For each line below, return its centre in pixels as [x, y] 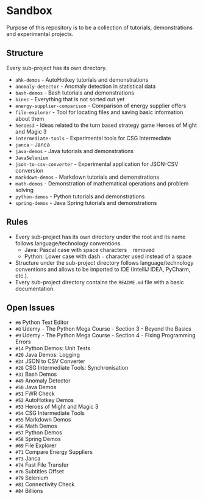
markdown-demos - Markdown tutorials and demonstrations [87, 177]
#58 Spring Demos [38, 439]
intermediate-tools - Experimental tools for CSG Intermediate [93, 138]
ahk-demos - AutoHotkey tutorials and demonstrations [82, 79]
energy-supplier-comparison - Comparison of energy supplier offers [101, 106]
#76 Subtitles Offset [39, 472]
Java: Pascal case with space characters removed [90, 249]
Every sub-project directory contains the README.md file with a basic [99, 282]
